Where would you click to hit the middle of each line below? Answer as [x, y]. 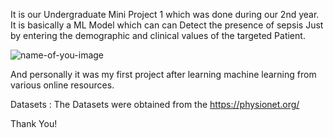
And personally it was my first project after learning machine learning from [163, 74]
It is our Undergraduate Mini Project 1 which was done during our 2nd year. [165, 14]
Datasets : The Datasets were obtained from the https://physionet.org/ [155, 104]
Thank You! [34, 123]
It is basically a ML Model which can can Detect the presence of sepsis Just [167, 25]
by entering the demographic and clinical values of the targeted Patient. [158, 35]
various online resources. [62, 85]
